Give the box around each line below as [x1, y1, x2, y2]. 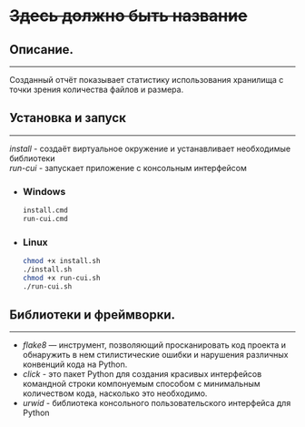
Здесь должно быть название [9, 5, 248, 26]
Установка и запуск [9, 110, 127, 126]
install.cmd [22, 206, 68, 215]
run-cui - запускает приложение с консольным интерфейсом [9, 162, 247, 173]
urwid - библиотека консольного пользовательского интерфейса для [22, 398, 291, 409]
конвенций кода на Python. [22, 359, 128, 370]
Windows [22, 185, 66, 198]
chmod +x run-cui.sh [22, 273, 101, 282]
